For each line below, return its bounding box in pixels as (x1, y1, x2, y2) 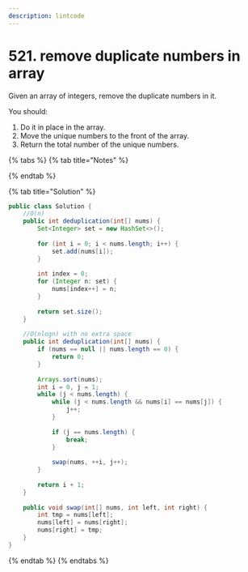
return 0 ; (51, 353, 85, 361)
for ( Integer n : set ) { (37, 277, 117, 286)
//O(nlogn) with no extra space (23, 330, 132, 339)
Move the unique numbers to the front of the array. (19, 130, 190, 140)
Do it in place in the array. (19, 122, 106, 132)
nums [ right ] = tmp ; (37, 526, 103, 535)
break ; (65, 435, 89, 444)
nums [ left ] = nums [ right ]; (37, 519, 128, 527)
